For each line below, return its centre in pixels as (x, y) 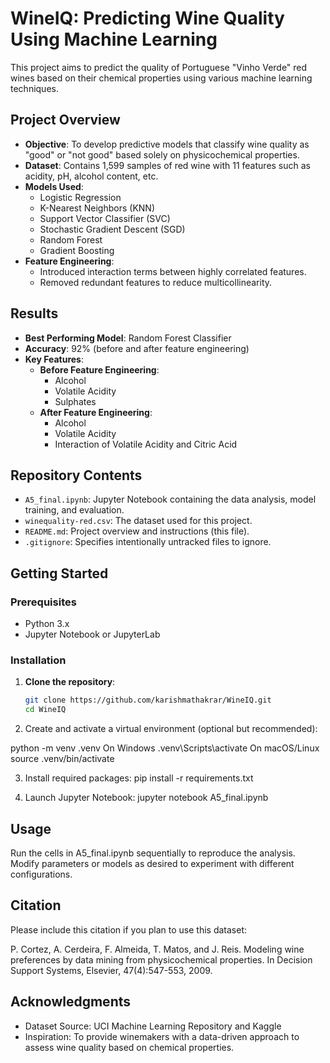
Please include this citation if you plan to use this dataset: (129, 929)
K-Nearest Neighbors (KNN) (97, 208)
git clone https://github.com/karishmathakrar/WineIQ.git (148, 700)
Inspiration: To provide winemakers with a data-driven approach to (162, 1036)
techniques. (34, 88)
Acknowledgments (71, 1002)
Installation (38, 660)
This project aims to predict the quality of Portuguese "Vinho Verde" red (159, 67)
